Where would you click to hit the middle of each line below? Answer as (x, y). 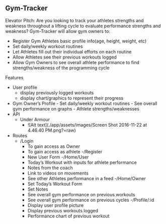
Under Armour (35, 119)
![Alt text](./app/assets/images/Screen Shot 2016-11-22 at (87, 125)
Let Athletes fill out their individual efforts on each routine (72, 51)
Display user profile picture (56, 205)
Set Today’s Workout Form (55, 184)
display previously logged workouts (57, 92)
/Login (27, 141)
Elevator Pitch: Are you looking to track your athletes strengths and (75, 20)
